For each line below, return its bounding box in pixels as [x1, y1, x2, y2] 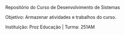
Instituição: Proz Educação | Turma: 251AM [5, 24, 95, 30]
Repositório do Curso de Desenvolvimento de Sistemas [5, 5, 120, 10]
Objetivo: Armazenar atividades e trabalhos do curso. [5, 14, 116, 20]
